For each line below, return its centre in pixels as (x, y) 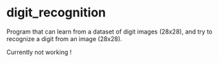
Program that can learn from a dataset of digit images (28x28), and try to (109, 32)
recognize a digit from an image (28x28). (65, 38)
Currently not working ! (39, 52)
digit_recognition (56, 13)
